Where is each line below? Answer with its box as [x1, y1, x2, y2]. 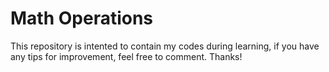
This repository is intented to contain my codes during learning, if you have [10, 40, 320, 52]
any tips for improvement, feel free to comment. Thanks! [10, 50, 243, 62]
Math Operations [10, 7, 154, 30]
